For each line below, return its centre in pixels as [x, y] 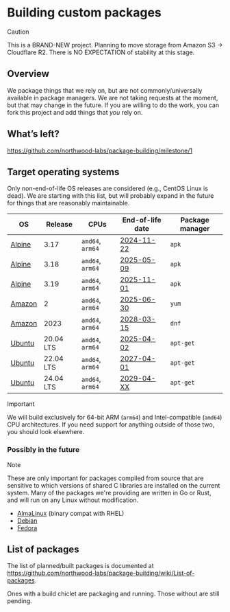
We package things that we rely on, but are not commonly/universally [105, 90]
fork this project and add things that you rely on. [75, 112]
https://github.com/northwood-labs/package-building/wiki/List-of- [101, 573]
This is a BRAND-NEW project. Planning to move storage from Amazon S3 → [115, 45]
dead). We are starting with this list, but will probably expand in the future [111, 196]
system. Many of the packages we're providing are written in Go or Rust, [109, 492]
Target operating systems [63, 172]
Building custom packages [85, 13]
